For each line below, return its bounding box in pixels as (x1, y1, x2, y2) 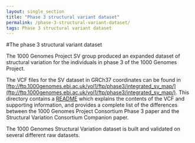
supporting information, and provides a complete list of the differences (6, 101, 178, 109)
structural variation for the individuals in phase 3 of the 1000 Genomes (6, 59, 177, 66)
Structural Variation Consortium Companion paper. (6, 114, 129, 121)
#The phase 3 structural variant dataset (6, 41, 103, 48)
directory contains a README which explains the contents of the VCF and (6, 95, 185, 102)
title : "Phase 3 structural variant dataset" (6, 14, 120, 20)
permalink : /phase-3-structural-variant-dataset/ (6, 19, 131, 25)
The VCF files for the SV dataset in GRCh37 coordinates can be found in (6, 77, 181, 84)
